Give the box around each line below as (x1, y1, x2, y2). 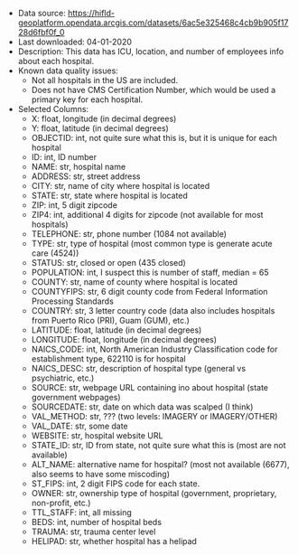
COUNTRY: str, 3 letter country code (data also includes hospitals (31, 306, 275, 315)
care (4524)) (31, 248, 79, 259)
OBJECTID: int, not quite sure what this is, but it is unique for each (31, 133, 278, 143)
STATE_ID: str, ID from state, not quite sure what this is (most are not (31, 440, 286, 450)
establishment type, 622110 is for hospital (31, 353, 187, 364)
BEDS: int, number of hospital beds (31, 517, 163, 527)
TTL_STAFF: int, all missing (31, 507, 133, 518)
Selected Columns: (17, 104, 88, 114)
